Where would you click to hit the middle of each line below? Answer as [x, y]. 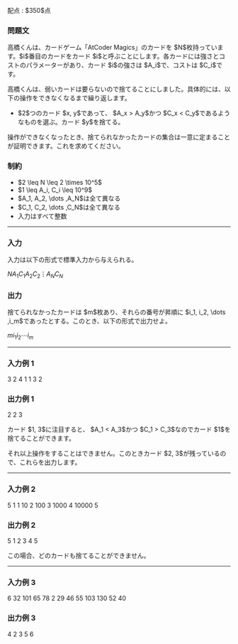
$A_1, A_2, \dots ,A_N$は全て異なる [69, 198]
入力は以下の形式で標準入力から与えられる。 [73, 259]
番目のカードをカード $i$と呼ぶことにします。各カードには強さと [124, 56]
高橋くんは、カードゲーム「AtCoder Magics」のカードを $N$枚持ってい [112, 48]
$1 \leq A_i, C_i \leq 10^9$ [55, 190]
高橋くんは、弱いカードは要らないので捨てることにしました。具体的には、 [116, 89]
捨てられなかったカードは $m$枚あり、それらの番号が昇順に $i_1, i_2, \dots [117, 312]
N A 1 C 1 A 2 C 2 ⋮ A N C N [35, 274]
